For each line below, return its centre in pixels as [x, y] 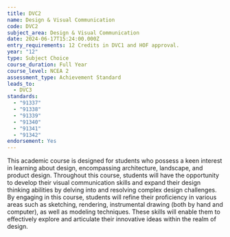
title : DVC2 [24, 13]
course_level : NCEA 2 [38, 71]
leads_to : [21, 84]
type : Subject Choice [38, 58]
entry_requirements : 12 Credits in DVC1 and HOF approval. [93, 45]
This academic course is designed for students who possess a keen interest [115, 161]
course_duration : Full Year [47, 65]
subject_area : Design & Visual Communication [73, 33]
